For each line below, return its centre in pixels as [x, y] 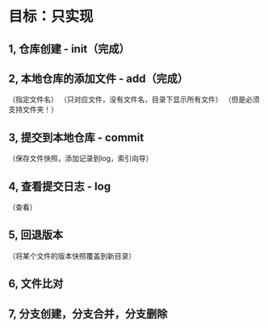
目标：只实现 [51, 17]
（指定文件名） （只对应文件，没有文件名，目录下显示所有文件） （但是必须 [134, 100]
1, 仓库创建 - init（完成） [69, 49]
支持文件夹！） [33, 110]
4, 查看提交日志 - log [60, 186]
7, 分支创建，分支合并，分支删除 [88, 314]
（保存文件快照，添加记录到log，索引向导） [81, 159]
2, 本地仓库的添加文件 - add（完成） [98, 79]
